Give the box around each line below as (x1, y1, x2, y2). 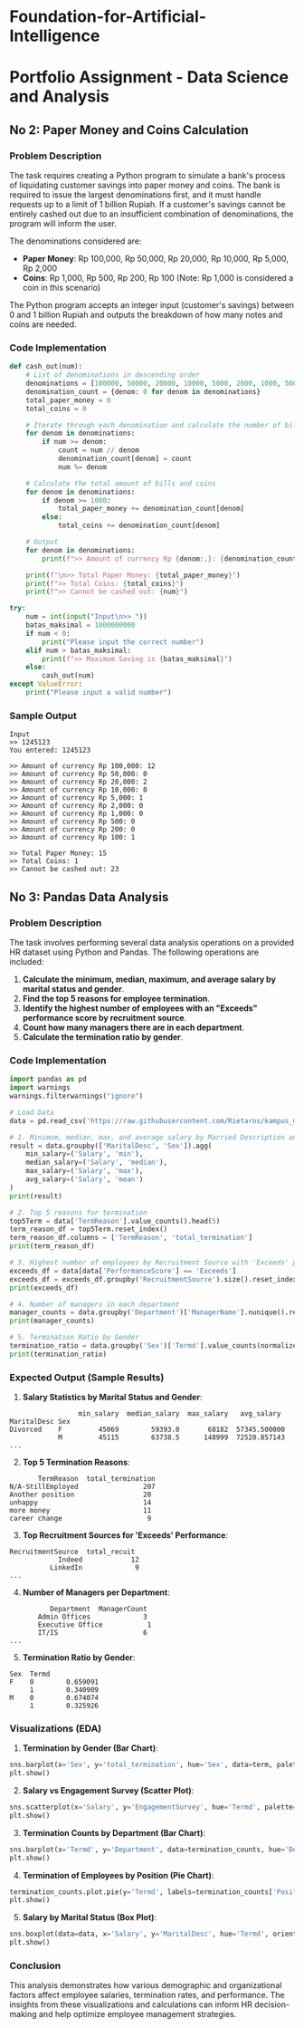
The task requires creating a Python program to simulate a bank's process (9, 170, 286, 181)
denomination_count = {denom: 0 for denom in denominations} (25, 387, 261, 396)
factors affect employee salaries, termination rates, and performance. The (9, 1990, 285, 2001)
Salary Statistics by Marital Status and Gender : (22, 1392, 203, 1403)
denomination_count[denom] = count (57, 455, 193, 464)
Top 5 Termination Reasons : (22, 1456, 130, 1468)
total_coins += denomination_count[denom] (57, 521, 221, 531)
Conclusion (9, 1959, 62, 1972)
